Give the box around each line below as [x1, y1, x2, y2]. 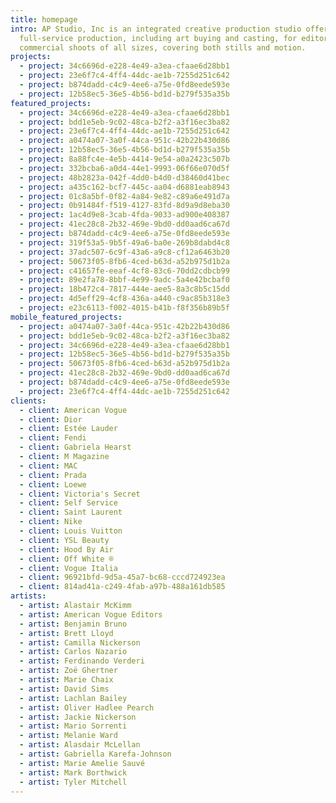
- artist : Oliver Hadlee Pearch [19, 702, 155, 713]
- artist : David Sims [19, 684, 110, 694]
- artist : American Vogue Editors [19, 609, 163, 620]
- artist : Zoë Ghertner [19, 666, 118, 676]
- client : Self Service [19, 498, 118, 508]
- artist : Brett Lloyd [19, 628, 114, 638]
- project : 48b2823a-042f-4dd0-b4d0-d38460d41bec [19, 172, 230, 183]
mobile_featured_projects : [10, 312, 123, 322]
